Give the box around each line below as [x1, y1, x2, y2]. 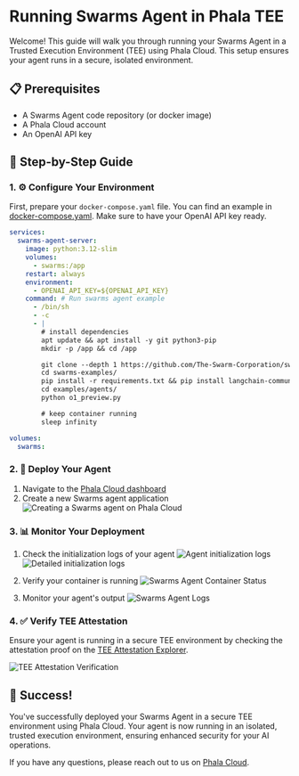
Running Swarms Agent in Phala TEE [9, 6, 285, 27]
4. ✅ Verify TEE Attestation [9, 615, 128, 627]
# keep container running [41, 409, 138, 418]
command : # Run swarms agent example [25, 294, 166, 304]
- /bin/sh [32, 303, 69, 312]
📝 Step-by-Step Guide [9, 154, 133, 170]
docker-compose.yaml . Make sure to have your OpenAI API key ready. [9, 211, 267, 222]
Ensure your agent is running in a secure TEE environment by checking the [9, 635, 283, 646]
